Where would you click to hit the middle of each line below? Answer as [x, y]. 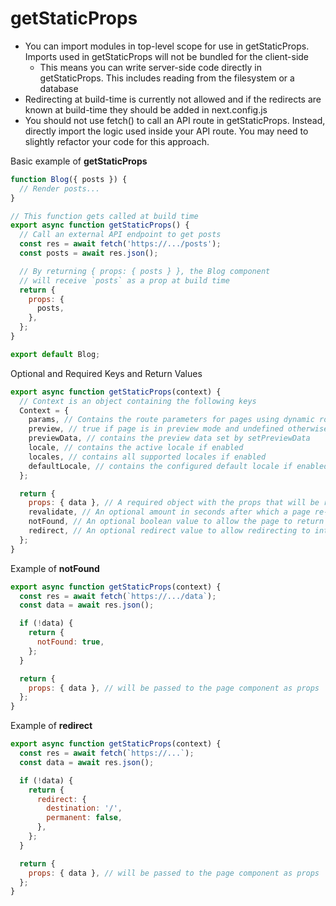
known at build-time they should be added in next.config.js [146, 109]
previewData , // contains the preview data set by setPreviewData [169, 438]
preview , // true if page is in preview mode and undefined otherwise [178, 429]
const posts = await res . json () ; [89, 253]
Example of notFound [55, 568]
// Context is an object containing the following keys [138, 401]
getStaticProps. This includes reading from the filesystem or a [167, 78]
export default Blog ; [55, 354]
